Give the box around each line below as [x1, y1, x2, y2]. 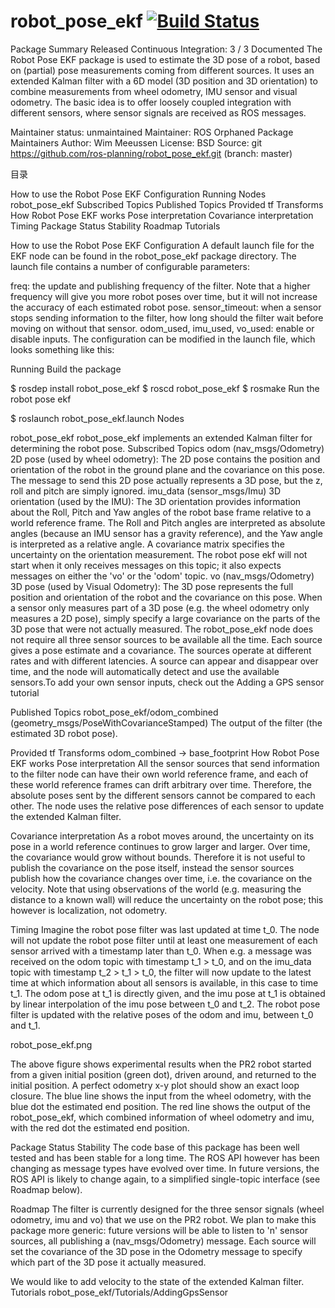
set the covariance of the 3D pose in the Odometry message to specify [10, 1245, 303, 1257]
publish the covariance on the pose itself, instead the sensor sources [10, 861, 295, 874]
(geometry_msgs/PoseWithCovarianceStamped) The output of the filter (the [10, 716, 323, 729]
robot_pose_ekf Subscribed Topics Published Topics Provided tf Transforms [10, 198, 324, 210]
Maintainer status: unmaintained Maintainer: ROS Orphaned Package [10, 126, 294, 138]
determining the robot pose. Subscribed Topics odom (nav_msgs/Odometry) [10, 442, 325, 454]
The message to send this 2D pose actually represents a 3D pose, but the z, [10, 474, 323, 486]
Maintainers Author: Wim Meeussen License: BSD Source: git [10, 136, 263, 149]
